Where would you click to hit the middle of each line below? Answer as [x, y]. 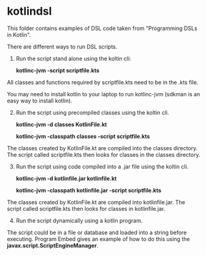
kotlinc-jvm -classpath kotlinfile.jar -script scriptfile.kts [89, 190]
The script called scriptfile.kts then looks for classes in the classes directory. [104, 154]
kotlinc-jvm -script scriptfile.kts [58, 70]
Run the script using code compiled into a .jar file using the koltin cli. [102, 166]
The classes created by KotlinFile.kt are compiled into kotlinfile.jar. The [96, 202]
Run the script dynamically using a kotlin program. [79, 220]
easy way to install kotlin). [40, 101]
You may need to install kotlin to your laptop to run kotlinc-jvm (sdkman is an [104, 94]
